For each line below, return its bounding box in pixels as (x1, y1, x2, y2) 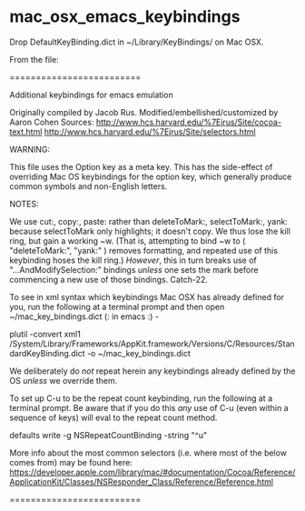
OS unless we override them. (9, 375, 118, 386)
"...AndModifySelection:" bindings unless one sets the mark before (9, 264, 259, 275)
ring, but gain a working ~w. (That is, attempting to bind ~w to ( (9, 235, 246, 246)
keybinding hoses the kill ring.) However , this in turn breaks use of (9, 255, 257, 266)
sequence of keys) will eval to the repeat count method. (9, 412, 218, 423)
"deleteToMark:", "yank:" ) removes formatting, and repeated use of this (9, 245, 279, 255)
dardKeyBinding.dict (9, 347, 85, 358)
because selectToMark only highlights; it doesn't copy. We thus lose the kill (9, 225, 290, 236)
